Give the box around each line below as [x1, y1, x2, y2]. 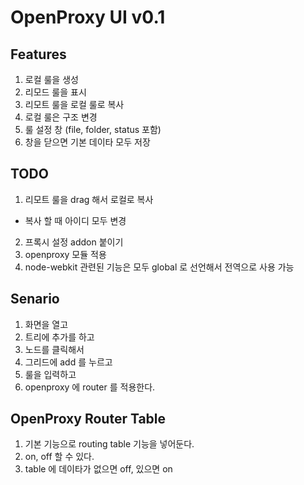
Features [10, 46, 67, 63]
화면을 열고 [24, 318, 69, 330]
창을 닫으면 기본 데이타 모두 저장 [24, 136, 151, 148]
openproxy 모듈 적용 [24, 248, 107, 260]
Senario [10, 291, 60, 308]
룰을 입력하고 [24, 368, 77, 380]
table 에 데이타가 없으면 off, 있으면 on [24, 463, 173, 475]
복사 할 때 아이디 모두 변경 [24, 214, 127, 226]
